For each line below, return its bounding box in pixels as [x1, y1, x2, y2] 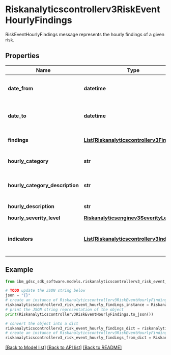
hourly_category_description [8, 182, 79, 189]
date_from [8, 85, 34, 92]
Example [5, 265, 34, 274]
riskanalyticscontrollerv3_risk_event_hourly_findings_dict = [5, 325, 140, 331]
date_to [8, 112, 26, 119]
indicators [8, 235, 33, 242]
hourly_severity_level [8, 214, 61, 221]
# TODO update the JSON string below [5, 288, 85, 293]
